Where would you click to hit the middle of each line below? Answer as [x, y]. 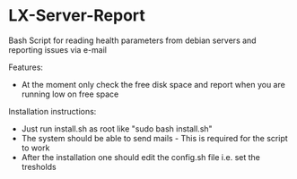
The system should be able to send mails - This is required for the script [154, 138]
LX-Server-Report [77, 16]
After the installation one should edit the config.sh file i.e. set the [141, 157]
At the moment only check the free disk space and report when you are [153, 84]
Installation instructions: [52, 111]
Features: [26, 67]
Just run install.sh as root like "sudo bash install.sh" [117, 128]
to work [35, 148]
